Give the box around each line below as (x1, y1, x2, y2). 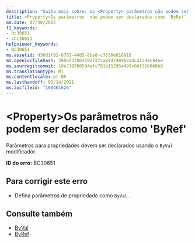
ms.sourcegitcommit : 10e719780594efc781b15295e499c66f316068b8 (6, 63, 163, 69)
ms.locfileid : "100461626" (6, 85, 72, 91)
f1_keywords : (6, 25, 38, 31)
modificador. (6, 148, 37, 155)
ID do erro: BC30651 (6, 159, 55, 166)
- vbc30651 (6, 36, 33, 42)
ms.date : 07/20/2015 (6, 19, 57, 25)
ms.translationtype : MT (6, 69, 64, 74)
